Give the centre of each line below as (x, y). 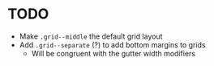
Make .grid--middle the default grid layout (91, 36)
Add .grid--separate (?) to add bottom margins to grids (112, 44)
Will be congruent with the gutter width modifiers (113, 53)
